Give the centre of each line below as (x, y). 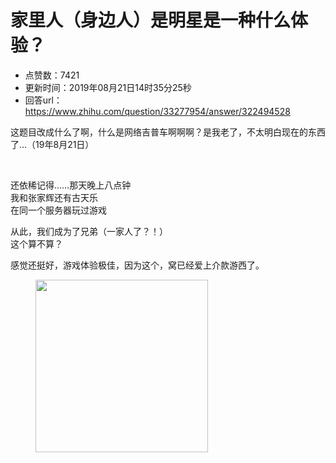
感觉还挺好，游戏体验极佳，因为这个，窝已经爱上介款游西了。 (137, 265)
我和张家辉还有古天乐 (54, 197)
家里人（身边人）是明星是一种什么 (151, 20)
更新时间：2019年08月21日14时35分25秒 (108, 87)
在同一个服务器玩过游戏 (58, 210)
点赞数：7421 (52, 75)
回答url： (43, 100)
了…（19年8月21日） (52, 144)
